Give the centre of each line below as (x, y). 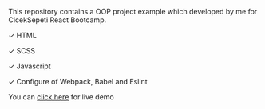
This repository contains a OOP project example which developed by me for (133, 12)
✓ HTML (23, 35)
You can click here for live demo (61, 97)
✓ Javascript (30, 66)
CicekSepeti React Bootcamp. (57, 20)
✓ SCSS (22, 51)
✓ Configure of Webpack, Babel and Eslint (78, 82)
